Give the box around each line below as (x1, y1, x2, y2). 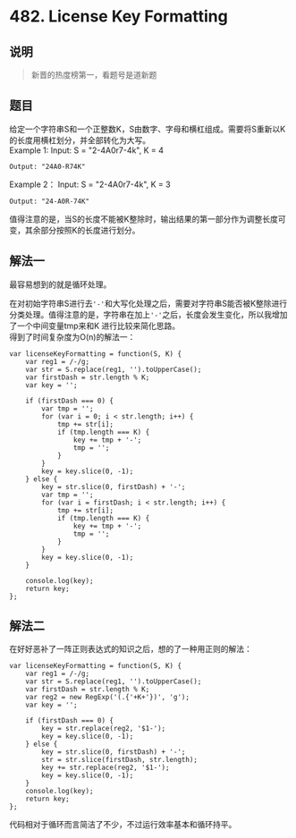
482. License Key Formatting (9, 6, 228, 27)
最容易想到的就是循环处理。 (9, 279, 112, 290)
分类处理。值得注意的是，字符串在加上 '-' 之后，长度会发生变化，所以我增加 (9, 309, 288, 319)
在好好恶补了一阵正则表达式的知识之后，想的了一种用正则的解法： (9, 644, 252, 655)
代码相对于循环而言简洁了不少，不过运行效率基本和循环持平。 (9, 819, 237, 830)
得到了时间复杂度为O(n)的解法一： (9, 331, 136, 342)
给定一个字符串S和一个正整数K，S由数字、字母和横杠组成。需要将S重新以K (9, 123, 286, 134)
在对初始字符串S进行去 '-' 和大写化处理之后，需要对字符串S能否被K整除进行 (9, 298, 288, 309)
